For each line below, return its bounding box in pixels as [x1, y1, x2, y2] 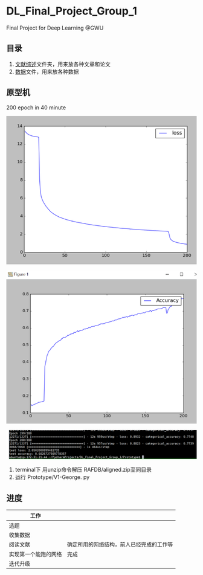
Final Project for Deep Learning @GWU [6, 24, 104, 31]
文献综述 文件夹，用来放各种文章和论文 [14, 60, 111, 68]
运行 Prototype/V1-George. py [14, 474, 90, 481]
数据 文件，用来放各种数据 [14, 68, 79, 75]
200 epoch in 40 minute [6, 104, 66, 111]
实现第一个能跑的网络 [8, 550, 62, 557]
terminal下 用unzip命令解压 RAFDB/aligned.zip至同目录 [14, 466, 152, 474]
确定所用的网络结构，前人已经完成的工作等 [67, 541, 173, 548]
